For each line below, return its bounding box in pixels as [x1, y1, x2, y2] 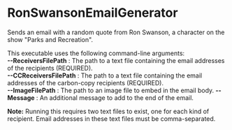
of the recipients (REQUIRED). [7, 64, 93, 72]
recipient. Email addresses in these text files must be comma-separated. [7, 114, 216, 123]
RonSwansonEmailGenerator [7, 5, 178, 21]
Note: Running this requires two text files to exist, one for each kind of [7, 107, 210, 115]
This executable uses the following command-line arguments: [7, 49, 185, 57]
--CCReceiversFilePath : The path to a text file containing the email [7, 71, 203, 80]
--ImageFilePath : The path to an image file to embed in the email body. [7, 86, 215, 94]
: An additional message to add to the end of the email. [36, 93, 194, 102]
